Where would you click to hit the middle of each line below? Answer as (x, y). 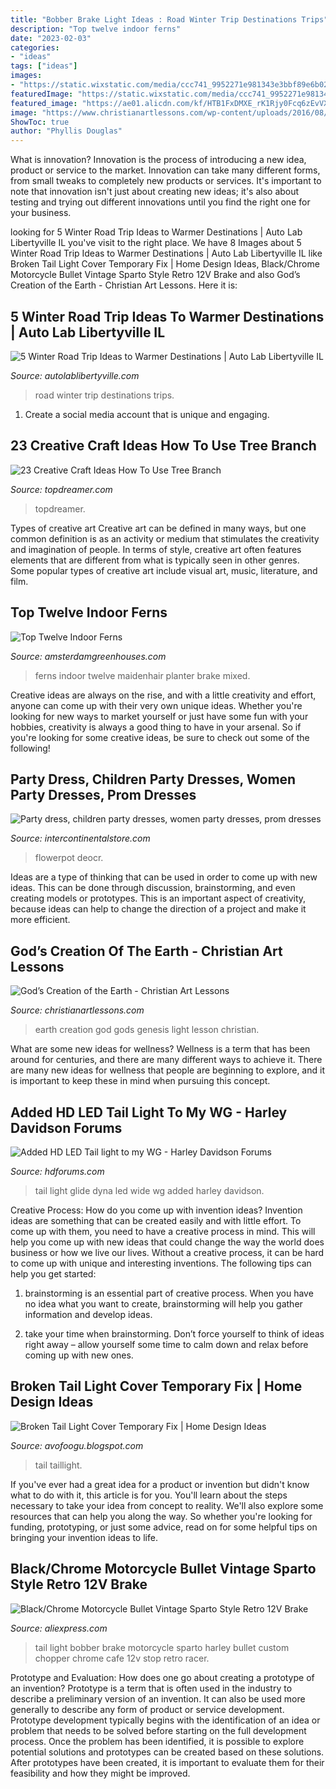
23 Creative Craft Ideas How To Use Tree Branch (163, 446)
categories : (35, 47)
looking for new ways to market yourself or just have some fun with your (159, 716)
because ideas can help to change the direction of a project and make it (158, 909)
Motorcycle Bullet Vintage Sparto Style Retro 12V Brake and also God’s (155, 275)
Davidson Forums (66, 1127)
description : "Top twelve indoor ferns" (96, 29)
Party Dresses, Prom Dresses (103, 794)
